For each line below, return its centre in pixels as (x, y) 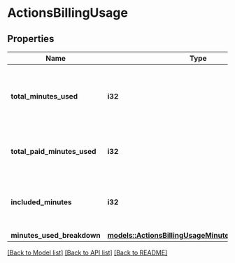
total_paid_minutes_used (54, 151)
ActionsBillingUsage (67, 13)
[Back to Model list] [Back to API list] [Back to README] (87, 253)
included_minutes (41, 202)
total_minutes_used (44, 96)
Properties (31, 39)
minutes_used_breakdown (56, 235)
